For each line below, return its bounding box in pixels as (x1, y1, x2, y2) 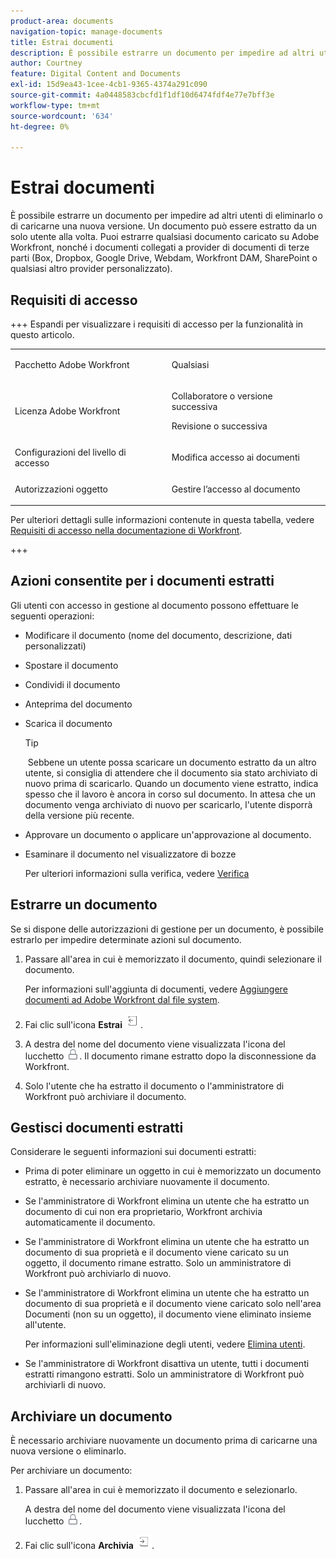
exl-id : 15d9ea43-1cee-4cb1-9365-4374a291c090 (10, 80, 208, 90)
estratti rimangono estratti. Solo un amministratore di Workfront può (24, 1368, 305, 1380)
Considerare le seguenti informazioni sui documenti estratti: (10, 1146, 257, 1158)
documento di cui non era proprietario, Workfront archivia (24, 1206, 263, 1218)
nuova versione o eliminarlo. (10, 1445, 127, 1457)
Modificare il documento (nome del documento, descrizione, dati (24, 629, 293, 641)
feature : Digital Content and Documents (10, 69, 182, 79)
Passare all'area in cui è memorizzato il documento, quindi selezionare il (24, 953, 322, 965)
